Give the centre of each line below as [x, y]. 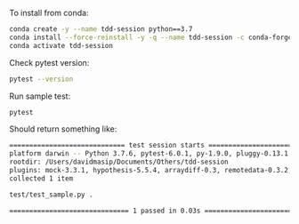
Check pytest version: [49, 62]
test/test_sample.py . [51, 195]
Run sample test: [40, 96]
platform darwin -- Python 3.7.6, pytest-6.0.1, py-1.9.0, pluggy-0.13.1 [149, 154]
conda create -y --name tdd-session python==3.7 [101, 29]
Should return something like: [63, 129]
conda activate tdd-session [61, 45]
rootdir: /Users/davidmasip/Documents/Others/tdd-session [119, 162]
